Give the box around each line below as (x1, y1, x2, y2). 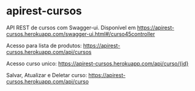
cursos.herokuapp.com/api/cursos (6, 48, 92, 55)
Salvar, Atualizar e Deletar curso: (6, 71, 88, 78)
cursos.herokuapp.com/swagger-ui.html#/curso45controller (6, 30, 155, 37)
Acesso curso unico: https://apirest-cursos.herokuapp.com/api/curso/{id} (6, 60, 189, 67)
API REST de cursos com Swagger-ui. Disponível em (6, 24, 136, 31)
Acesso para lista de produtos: (6, 42, 82, 49)
